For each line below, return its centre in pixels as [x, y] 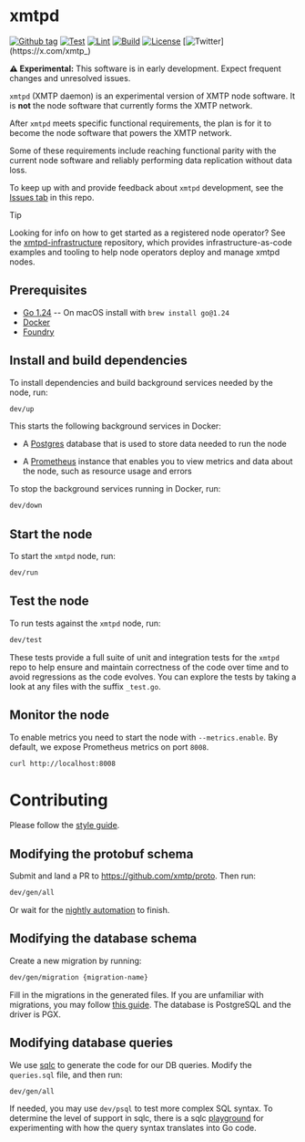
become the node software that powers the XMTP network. [121, 132]
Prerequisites [48, 291]
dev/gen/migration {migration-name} [79, 977]
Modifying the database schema [103, 939]
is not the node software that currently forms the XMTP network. [131, 105]
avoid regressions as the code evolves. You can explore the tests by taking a [153, 677]
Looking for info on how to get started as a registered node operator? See [147, 233]
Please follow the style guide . [65, 825]
